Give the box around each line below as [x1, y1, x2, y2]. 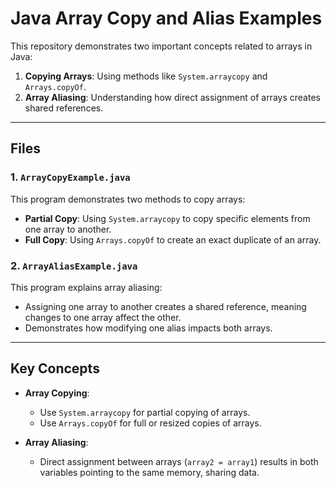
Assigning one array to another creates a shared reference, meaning [24, 300, 307, 312]
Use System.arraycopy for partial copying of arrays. [39, 406, 251, 418]
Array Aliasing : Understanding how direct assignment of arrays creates [24, 91, 321, 103]
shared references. [24, 102, 104, 114]
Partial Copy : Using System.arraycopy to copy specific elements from [24, 212, 311, 224]
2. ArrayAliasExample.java [10, 258, 138, 272]
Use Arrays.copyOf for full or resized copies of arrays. [39, 417, 262, 429]
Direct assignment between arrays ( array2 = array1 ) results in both [39, 455, 319, 467]
